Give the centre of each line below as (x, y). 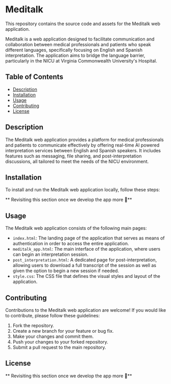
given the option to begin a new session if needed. (66, 271)
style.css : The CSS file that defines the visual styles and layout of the (87, 276)
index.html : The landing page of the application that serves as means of (89, 238)
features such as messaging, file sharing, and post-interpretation (74, 156)
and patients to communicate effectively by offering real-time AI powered (82, 145)
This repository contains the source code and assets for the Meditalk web (83, 24)
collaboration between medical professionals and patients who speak (78, 44)
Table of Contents (34, 77)
